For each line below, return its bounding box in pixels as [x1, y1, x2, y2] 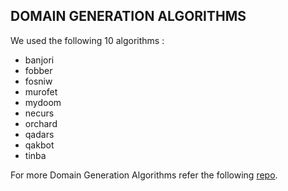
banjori [24, 54, 55, 66]
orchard [24, 117, 58, 129]
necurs [24, 107, 55, 119]
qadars [24, 128, 55, 140]
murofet [24, 85, 58, 98]
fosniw [24, 75, 53, 87]
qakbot [24, 139, 55, 151]
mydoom [24, 96, 62, 108]
